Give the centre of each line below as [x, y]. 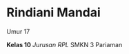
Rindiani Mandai [53, 13]
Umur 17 [18, 31]
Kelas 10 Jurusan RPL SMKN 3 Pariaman [64, 44]
